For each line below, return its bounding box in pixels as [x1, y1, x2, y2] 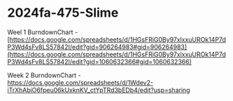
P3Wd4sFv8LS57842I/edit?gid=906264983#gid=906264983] [7, 42, 188, 51]
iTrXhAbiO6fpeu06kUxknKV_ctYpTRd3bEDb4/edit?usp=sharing [7, 86, 190, 94]
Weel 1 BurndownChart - [7, 28, 78, 36]
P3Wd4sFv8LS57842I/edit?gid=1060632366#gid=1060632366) [7, 57, 192, 65]
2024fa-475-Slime [7, 5, 119, 21]
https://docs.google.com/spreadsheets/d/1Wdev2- [7, 78, 154, 86]
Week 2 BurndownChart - [7, 71, 81, 79]
